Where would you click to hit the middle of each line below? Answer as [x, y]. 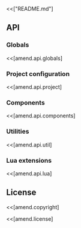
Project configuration [38, 74]
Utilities [18, 131]
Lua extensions [29, 160]
